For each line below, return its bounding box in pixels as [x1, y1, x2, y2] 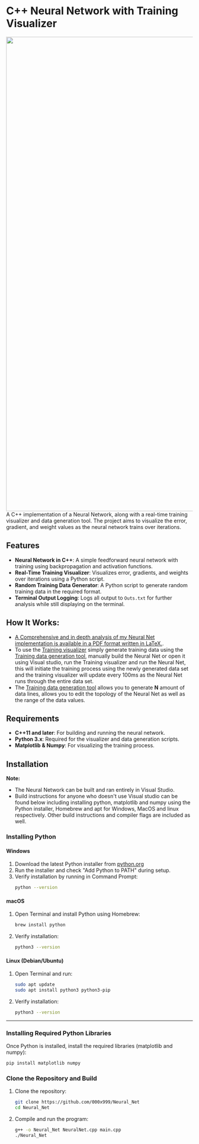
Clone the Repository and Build [6, 1075, 97, 1083]
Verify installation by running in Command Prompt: [14, 873, 138, 880]
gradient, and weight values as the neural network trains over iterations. [6, 523, 182, 530]
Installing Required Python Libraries [6, 1029, 111, 1037]
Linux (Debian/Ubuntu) [6, 957, 64, 964]
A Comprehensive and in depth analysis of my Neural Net [14, 633, 155, 640]
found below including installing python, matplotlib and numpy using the [14, 799, 191, 806]
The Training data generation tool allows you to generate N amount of [14, 684, 185, 691]
